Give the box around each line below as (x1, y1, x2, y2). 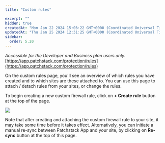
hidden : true (5, 21, 32, 26)
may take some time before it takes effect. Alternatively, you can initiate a (5, 122, 154, 128)
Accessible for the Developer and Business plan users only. (5, 52, 126, 58)
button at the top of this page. (16, 132, 77, 138)
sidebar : (5, 35, 23, 39)
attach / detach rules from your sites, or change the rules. (5, 83, 122, 89)
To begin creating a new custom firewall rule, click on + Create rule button (5, 92, 156, 99)
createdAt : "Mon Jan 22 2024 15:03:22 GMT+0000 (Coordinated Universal (5, 25, 155, 30)
